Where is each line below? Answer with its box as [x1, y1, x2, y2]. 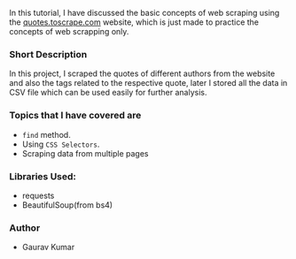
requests [21, 190, 55, 201]
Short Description [9, 48, 88, 60]
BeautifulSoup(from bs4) [21, 199, 113, 210]
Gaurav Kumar [21, 242, 75, 253]
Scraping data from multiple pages [21, 148, 149, 158]
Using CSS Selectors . [21, 139, 100, 149]
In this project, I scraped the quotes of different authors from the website [9, 68, 276, 79]
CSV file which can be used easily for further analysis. [9, 88, 207, 98]
